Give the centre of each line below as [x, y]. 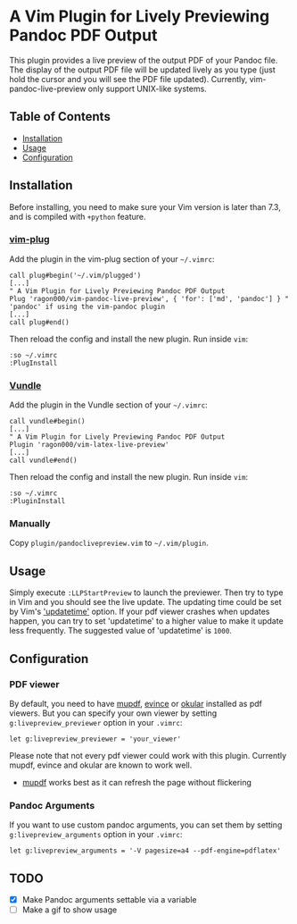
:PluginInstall [37, 501]
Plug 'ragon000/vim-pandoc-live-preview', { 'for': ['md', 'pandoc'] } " [149, 298]
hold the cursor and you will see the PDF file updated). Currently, [128, 79]
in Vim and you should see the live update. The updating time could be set [146, 602]
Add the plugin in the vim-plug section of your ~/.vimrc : [112, 259]
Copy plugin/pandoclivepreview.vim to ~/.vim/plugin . [109, 543]
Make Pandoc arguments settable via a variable [109, 900]
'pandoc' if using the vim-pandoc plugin [87, 307]
